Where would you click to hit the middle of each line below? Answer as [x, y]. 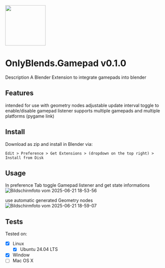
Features [19, 93]
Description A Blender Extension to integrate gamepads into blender [76, 77]
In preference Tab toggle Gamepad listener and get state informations [77, 185]
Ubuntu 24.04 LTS [39, 249]
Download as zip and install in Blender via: [49, 144]
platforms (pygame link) [30, 116]
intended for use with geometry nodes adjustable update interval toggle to [82, 105]
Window [21, 255]
